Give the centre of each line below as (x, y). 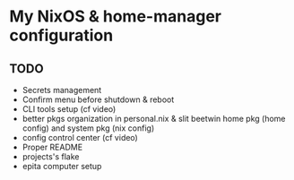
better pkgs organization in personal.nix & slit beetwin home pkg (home (154, 119)
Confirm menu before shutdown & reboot (98, 99)
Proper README (52, 147)
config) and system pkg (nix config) (88, 128)
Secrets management (62, 90)
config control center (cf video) (80, 137)
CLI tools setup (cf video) (69, 109)
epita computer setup (62, 166)
